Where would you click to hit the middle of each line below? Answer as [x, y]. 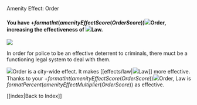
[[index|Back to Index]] [34, 96]
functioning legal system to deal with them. [59, 60]
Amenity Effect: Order [33, 8]
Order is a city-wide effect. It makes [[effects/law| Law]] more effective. [101, 72]
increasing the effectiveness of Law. [55, 29]
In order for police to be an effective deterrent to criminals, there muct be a [97, 53]
